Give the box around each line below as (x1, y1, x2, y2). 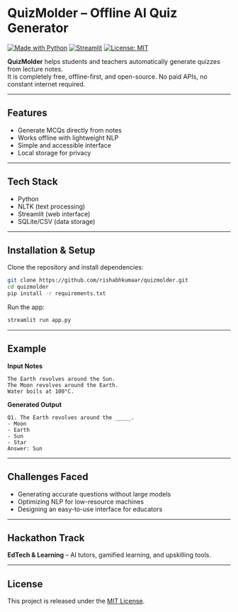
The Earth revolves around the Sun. (7, 375, 115, 382)
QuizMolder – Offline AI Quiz (7, 5, 178, 21)
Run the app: (7, 303, 45, 311)
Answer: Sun (7, 445, 42, 452)
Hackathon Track (7, 532, 85, 544)
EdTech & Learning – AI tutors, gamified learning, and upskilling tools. (7, 551, 211, 560)
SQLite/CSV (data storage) (17, 217, 96, 226)
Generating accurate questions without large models (17, 489, 171, 498)
